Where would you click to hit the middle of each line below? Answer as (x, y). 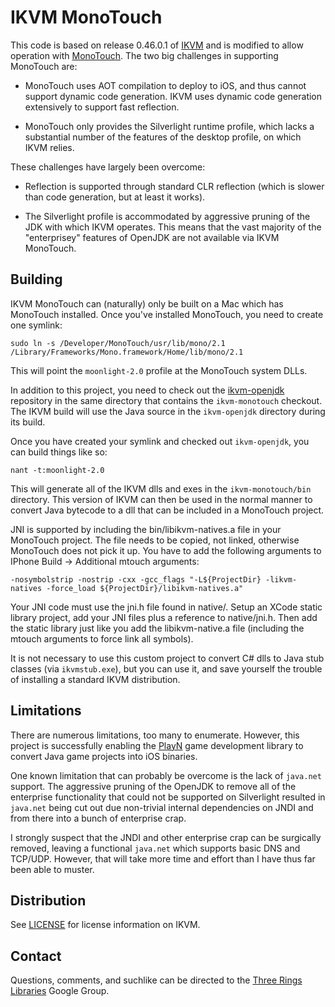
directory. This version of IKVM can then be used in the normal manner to (161, 499)
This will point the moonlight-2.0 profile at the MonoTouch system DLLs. (159, 370)
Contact (36, 956)
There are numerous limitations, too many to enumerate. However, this (155, 735)
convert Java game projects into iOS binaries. (104, 756)
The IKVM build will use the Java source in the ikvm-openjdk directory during (168, 411)
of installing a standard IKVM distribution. (95, 679)
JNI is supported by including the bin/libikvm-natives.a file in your (146, 529)
